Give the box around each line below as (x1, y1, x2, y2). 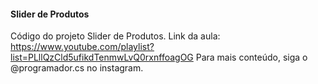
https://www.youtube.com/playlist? (10, 41, 155, 53)
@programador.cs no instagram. (10, 62, 144, 74)
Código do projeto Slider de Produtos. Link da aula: (10, 30, 221, 42)
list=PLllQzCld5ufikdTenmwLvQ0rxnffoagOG (10, 51, 194, 64)
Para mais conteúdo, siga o (195, 51, 308, 64)
